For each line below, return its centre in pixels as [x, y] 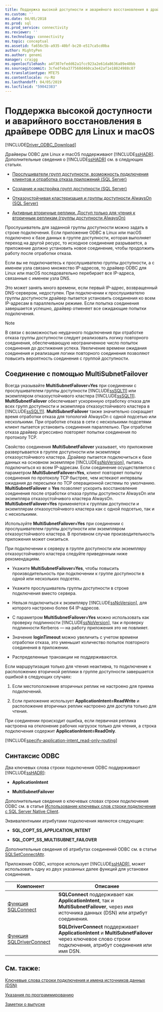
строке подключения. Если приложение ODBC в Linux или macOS [73, 233]
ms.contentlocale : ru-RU [30, 78]
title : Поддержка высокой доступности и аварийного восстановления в [77, 10]
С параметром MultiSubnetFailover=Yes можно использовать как [81, 618]
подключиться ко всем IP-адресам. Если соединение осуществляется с [80, 467]
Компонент [31, 886]
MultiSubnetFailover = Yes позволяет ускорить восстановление [71, 488]
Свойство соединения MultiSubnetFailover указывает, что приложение [79, 447]
